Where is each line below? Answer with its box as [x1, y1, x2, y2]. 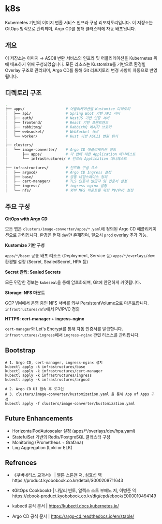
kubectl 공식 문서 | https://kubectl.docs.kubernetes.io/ [12, 503, 119, 509]
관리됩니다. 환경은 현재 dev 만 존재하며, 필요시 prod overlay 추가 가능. [17, 232, 148, 238]
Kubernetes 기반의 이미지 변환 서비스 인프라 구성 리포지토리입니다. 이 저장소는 [5, 19, 153, 25]
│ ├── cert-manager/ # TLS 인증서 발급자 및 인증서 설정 [5, 179, 127, 184]
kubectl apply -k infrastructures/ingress [5, 373, 92, 378]
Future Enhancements [5, 414, 74, 423]
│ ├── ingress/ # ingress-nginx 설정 [5, 183, 107, 189]
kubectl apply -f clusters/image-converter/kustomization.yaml [5, 401, 135, 406]
